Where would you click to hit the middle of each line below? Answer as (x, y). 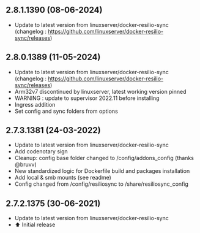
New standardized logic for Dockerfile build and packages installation (102, 171)
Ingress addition (35, 104)
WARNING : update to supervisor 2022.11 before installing (87, 98)
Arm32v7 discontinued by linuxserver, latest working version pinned (100, 91)
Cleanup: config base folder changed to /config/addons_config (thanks (104, 158)
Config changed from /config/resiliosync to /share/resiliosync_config (102, 184)
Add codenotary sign (41, 151)
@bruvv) (26, 164)
